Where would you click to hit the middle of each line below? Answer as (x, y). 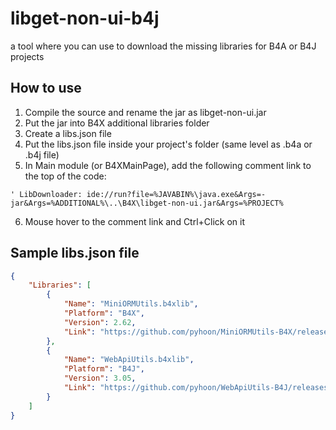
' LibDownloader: (46, 194)
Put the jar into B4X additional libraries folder (117, 123)
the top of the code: (65, 176)
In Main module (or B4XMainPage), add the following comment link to (168, 165)
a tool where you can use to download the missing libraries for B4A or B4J (163, 46)
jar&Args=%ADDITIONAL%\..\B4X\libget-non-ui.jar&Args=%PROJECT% (147, 203)
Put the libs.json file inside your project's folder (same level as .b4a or (168, 144)
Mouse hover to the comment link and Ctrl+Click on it (135, 221)
